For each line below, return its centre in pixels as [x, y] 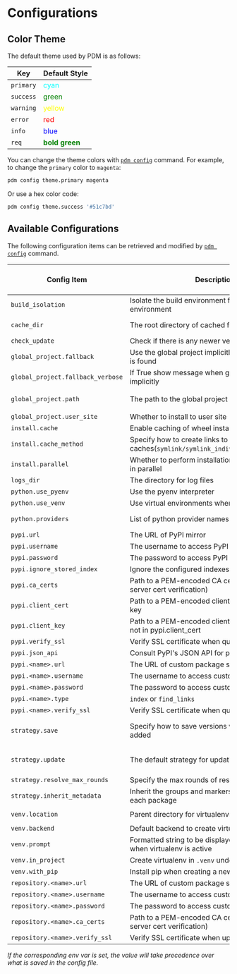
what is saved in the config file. [53, 962]
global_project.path [45, 399]
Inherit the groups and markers [181, 791]
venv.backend [33, 828]
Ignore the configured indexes [180, 569]
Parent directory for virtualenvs [181, 814]
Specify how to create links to [178, 439]
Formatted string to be [166, 839]
